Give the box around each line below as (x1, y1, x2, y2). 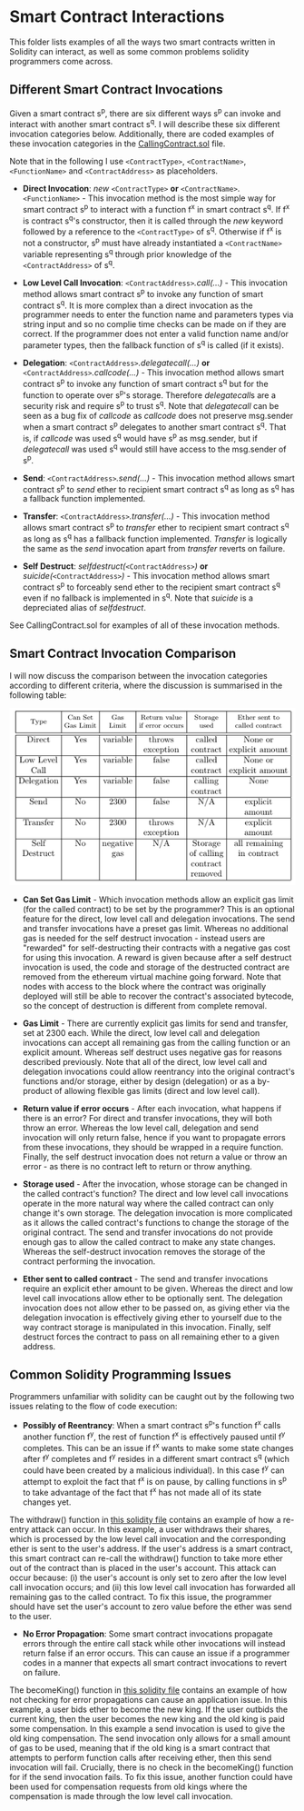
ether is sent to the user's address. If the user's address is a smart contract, (9, 1543, 293, 1555)
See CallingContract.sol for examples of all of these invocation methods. (9, 620, 279, 631)
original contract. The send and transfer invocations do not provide (22, 1227, 274, 1238)
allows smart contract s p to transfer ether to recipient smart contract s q (22, 521, 289, 532)
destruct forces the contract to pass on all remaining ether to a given (22, 1331, 279, 1342)
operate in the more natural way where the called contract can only (22, 1198, 274, 1209)
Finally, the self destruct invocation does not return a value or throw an (22, 1151, 288, 1162)
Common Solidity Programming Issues (9, 1368, 231, 1382)
